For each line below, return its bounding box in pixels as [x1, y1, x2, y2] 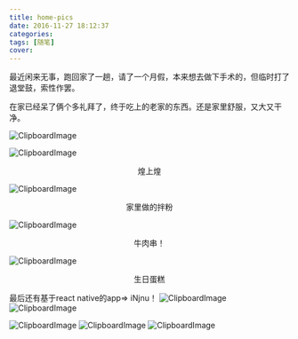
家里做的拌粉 [125, 201, 173, 213]
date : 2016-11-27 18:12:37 [9, 21, 109, 30]
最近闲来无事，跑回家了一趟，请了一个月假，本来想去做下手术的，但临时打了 [9, 72, 290, 83]
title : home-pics [9, 12, 74, 22]
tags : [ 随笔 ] [9, 37, 55, 47]
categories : [9, 29, 53, 38]
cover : [9, 46, 34, 55]
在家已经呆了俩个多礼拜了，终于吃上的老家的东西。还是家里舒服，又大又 [9, 101, 274, 112]
